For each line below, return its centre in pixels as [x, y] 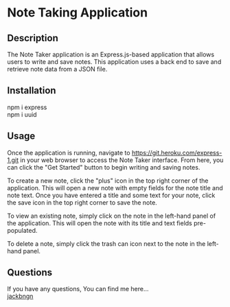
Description [33, 38]
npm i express [27, 107]
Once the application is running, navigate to [69, 152]
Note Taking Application [78, 13]
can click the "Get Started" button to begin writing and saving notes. [104, 167]
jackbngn [20, 296]
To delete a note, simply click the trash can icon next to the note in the [106, 243]
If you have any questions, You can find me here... [78, 289]
